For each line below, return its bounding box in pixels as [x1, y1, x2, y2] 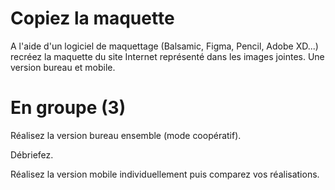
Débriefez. [10, 148, 54, 161]
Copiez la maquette [10, 7, 175, 30]
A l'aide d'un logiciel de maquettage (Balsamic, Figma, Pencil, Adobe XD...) [10, 40, 319, 52]
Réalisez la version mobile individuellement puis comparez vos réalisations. [10, 168, 320, 180]
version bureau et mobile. [10, 61, 116, 73]
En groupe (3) [10, 97, 127, 119]
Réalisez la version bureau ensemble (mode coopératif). [10, 129, 242, 141]
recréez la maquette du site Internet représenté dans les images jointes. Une [10, 50, 325, 62]
